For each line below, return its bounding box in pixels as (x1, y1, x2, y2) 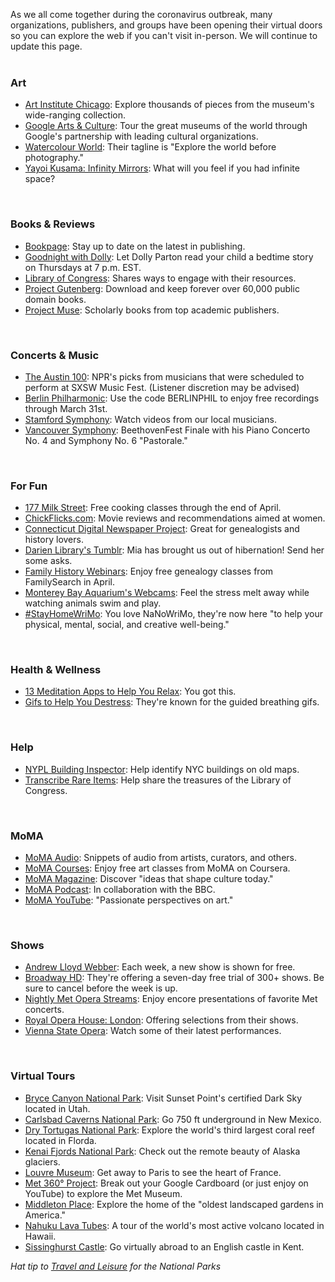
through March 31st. (24, 402, 108, 414)
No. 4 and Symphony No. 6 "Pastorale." (24, 434, 188, 446)
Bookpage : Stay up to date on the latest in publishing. (24, 240, 246, 252)
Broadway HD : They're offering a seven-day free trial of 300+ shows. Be (24, 972, 325, 984)
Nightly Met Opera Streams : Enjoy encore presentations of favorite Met (24, 993, 318, 1005)
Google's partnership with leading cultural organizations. (24, 130, 259, 143)
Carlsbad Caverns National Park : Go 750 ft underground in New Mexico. (24, 1113, 322, 1125)
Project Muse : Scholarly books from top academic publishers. (24, 304, 280, 316)
